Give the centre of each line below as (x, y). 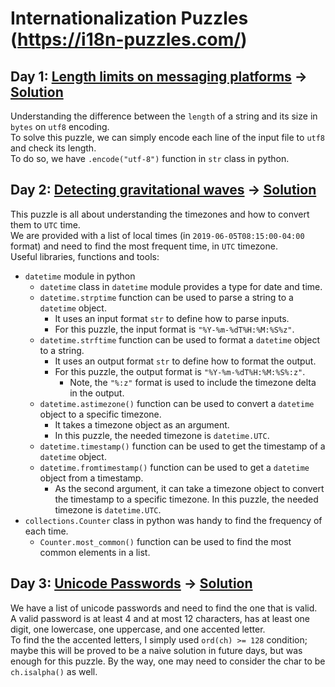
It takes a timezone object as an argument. (142, 424)
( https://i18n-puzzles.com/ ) (129, 39)
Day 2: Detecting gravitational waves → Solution (163, 190)
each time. (46, 531)
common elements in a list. (95, 552)
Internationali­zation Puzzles (129, 18)
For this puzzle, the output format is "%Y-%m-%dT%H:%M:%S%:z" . (180, 371)
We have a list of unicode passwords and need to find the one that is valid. (164, 608)
